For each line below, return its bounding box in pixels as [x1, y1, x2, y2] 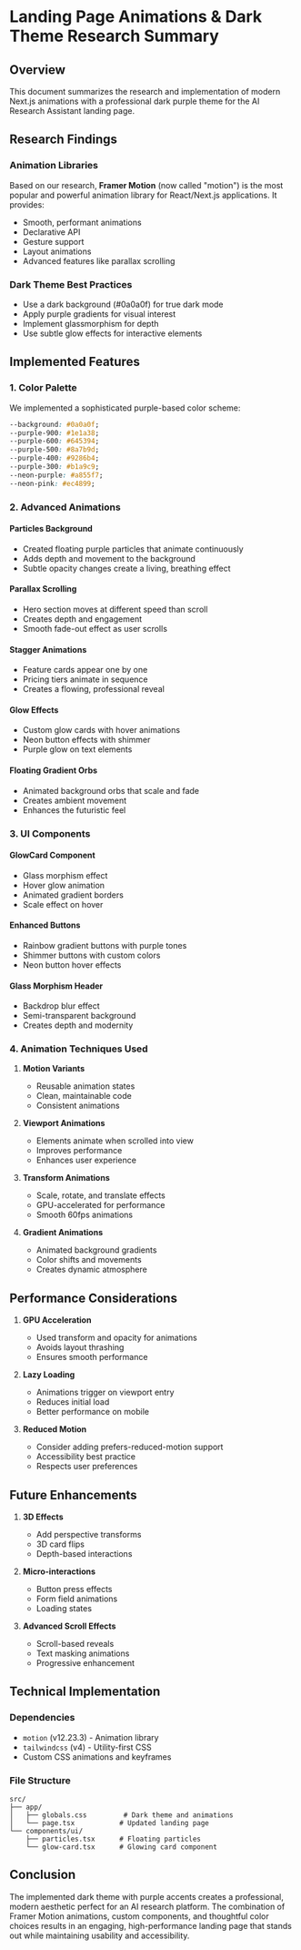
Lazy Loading [22, 1369, 75, 1380]
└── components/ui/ [9, 1827, 84, 1836]
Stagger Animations [9, 644, 87, 655]
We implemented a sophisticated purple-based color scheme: [9, 402, 241, 413]
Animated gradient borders [22, 889, 125, 900]
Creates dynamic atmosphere [35, 1264, 147, 1275]
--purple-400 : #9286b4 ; [9, 453, 100, 463]
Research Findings [9, 132, 118, 147]
